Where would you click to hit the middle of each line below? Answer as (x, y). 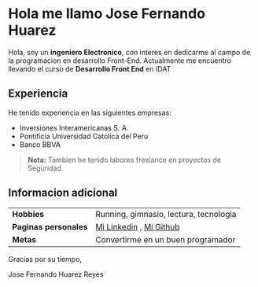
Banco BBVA (40, 144)
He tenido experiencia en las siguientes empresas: (90, 112)
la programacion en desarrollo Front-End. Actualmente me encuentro (120, 61)
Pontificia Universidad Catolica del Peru (84, 136)
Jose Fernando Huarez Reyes (56, 274)
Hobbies (28, 214)
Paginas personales (50, 226)
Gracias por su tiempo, (45, 259)
